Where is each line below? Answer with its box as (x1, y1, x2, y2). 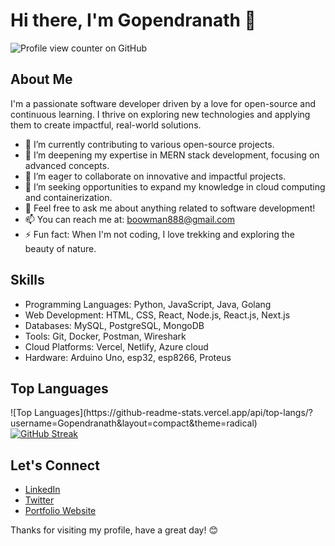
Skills (10, 272, 45, 289)
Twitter (24, 494, 55, 506)
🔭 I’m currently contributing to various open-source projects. (24, 138, 275, 150)
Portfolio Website (24, 505, 97, 517)
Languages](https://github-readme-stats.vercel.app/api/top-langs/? (33, 407, 314, 419)
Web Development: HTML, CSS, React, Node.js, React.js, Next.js (24, 309, 291, 321)
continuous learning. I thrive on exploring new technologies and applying (10, 108, 311, 120)
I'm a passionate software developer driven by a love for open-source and (10, 97, 317, 109)
